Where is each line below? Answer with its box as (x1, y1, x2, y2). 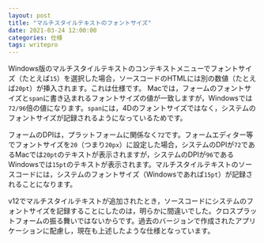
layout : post (8, 11, 51, 20)
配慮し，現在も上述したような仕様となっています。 (49, 226, 215, 236)
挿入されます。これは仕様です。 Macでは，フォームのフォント (43, 84, 245, 93)
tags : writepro (8, 41, 58, 49)
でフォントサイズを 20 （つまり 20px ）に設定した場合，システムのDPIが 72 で (8, 140, 249, 150)
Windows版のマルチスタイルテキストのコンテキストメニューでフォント (8, 64, 239, 74)
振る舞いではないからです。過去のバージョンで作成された (49, 216, 236, 226)
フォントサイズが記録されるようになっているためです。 (8, 113, 187, 123)
